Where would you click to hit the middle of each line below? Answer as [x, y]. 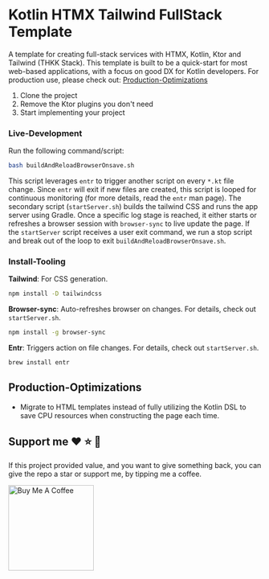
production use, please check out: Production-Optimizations [108, 80]
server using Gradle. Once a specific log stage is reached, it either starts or [132, 216]
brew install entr [39, 363]
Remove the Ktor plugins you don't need [87, 104]
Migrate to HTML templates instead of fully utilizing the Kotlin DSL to [133, 407]
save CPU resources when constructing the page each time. [119, 415]
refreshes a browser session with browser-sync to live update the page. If [129, 224]
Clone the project [49, 95]
